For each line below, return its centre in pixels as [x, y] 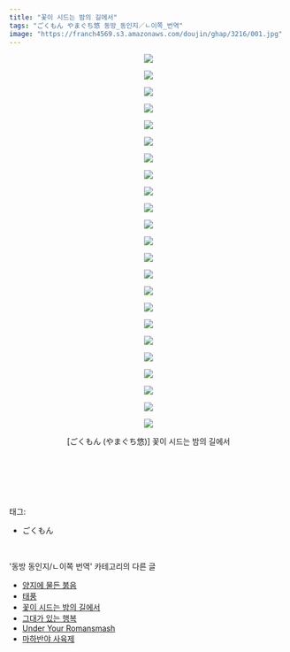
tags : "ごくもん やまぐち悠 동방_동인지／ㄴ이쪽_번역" [96, 26]
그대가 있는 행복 [49, 618]
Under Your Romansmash [69, 628]
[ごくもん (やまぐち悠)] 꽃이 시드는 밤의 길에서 [149, 441]
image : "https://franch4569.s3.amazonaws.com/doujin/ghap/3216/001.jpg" [146, 34]
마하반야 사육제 [48, 639]
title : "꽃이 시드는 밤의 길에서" [63, 17]
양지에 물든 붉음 [49, 586]
